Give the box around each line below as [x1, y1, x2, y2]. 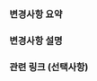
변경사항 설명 [9, 34, 63, 47]
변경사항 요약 [9, 7, 63, 20]
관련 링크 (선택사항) [9, 60, 89, 73]
